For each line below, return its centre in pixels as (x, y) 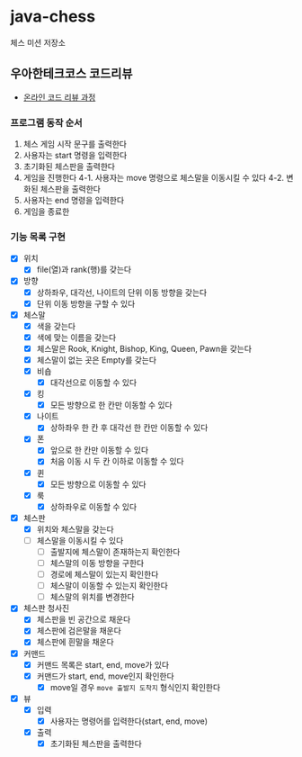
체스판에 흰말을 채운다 (75, 642)
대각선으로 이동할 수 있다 (93, 383)
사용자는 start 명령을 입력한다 (75, 156)
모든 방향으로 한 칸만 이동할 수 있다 (111, 405)
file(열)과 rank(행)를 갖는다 (84, 270)
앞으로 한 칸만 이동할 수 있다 (99, 450)
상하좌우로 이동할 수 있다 (93, 507)
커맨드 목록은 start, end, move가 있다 (103, 664)
